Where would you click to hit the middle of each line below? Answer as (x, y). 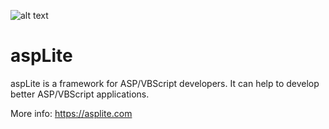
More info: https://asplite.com (71, 113)
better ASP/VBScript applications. (80, 94)
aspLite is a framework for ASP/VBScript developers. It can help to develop (165, 83)
